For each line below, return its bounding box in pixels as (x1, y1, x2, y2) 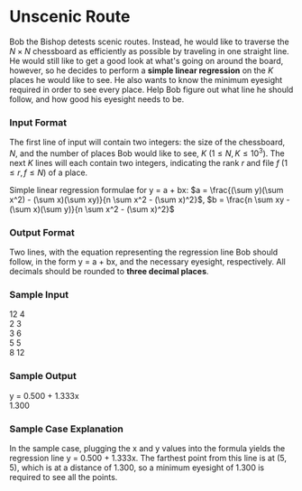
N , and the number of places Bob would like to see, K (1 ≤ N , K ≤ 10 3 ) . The (9, 146, 286, 159)
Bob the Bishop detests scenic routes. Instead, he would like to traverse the (9, 36, 290, 47)
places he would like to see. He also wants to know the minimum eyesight (9, 74, 283, 85)
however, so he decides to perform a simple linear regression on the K (9, 65, 274, 76)
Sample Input (9, 289, 69, 301)
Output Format (9, 226, 75, 238)
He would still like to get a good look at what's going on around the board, (9, 55, 284, 66)
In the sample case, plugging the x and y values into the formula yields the (9, 443, 286, 454)
